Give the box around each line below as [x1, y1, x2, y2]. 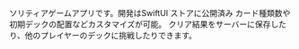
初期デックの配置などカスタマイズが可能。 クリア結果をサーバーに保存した [9, 19, 287, 29]
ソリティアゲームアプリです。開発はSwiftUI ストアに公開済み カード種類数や [9, 8, 291, 18]
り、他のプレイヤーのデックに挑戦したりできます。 [9, 30, 198, 40]
